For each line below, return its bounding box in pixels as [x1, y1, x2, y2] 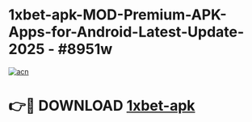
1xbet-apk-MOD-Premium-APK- [8, 6, 228, 24]
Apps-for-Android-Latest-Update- [8, 23, 245, 41]
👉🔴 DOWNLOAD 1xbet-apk [8, 97, 195, 115]
